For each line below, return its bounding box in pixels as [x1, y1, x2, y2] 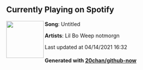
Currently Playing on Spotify [6, 5, 115, 15]
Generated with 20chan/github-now [44, 57, 137, 64]
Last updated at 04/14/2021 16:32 [44, 43, 127, 50]
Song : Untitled [44, 20, 81, 27]
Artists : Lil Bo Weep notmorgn [44, 32, 120, 39]
